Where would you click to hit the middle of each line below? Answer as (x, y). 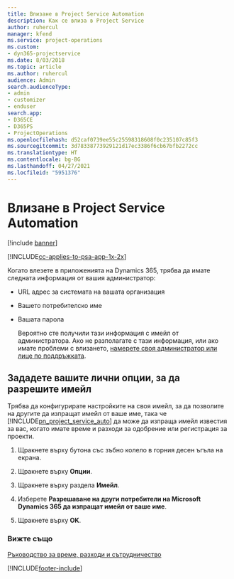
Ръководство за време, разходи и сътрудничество (84, 554)
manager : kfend (30, 34)
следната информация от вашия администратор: (82, 277)
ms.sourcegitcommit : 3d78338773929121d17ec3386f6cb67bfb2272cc (103, 147)
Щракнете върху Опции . (55, 472)
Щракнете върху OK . (49, 521)
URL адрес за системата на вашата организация (91, 292)
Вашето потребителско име (60, 305)
